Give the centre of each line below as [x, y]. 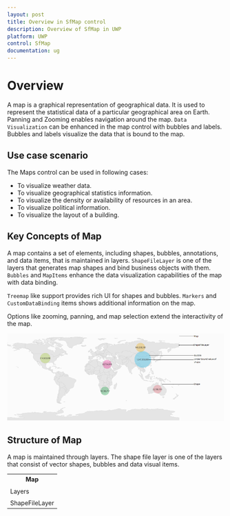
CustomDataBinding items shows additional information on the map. [102, 303]
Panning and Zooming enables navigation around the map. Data [97, 119]
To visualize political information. [64, 207]
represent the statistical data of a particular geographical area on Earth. [108, 112]
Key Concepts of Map [54, 236]
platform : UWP [28, 36]
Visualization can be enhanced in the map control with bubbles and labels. [115, 127]
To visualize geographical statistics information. [85, 193]
